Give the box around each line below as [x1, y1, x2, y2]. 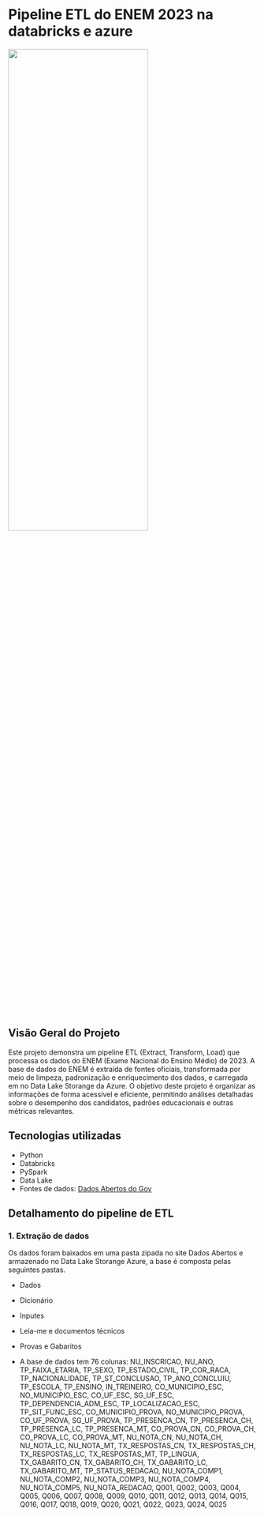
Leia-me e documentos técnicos [19, 1326, 125, 1336]
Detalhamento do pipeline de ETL [8, 1206, 174, 1220]
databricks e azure [8, 22, 133, 40]
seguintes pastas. [8, 1265, 65, 1274]
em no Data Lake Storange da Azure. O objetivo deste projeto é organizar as [8, 1081, 256, 1090]
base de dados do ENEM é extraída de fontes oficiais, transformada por [8, 1064, 241, 1074]
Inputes [19, 1311, 45, 1321]
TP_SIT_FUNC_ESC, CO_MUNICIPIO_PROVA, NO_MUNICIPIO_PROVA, [19, 1407, 245, 1417]
